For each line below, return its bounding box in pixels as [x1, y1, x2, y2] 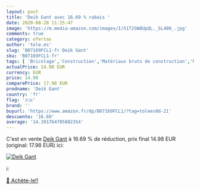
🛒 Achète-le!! [6, 177, 39, 184]
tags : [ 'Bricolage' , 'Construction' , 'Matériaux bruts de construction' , [6, 58, 190, 64]
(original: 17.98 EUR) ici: [6, 142, 64, 149]
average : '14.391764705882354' [6, 119, 84, 125]
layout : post [6, 8, 39, 15]
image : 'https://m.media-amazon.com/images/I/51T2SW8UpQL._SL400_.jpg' [6, 25, 187, 31]
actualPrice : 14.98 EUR [6, 64, 65, 70]
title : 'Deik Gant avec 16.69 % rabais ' [6, 14, 111, 20]
